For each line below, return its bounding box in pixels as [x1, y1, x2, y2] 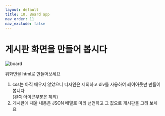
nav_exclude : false [5, 21, 46, 26]
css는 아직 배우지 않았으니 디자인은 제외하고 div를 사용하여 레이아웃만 [12, 81, 148, 87]
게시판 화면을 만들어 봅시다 [5, 44, 108, 55]
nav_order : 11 [5, 16, 35, 21]
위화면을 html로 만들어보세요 [5, 71, 61, 77]
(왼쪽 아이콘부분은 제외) [12, 94, 58, 100]
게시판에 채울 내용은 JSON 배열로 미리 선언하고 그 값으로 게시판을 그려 [12, 100, 149, 106]
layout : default [5, 7, 39, 12]
